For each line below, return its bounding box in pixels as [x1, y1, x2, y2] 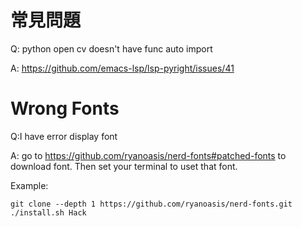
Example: [10, 179, 49, 191]
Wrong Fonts [10, 97, 120, 120]
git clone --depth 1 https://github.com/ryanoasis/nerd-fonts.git [10, 199, 293, 209]
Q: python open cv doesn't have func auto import [10, 42, 213, 55]
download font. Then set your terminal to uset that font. [10, 160, 238, 172]
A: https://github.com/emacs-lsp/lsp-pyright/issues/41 [10, 62, 235, 74]
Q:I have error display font [10, 130, 118, 142]
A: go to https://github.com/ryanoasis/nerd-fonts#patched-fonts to [10, 149, 287, 161]
